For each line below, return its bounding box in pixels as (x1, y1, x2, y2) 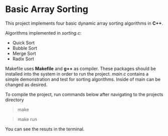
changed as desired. (5, 82, 48, 88)
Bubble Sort (12, 45, 38, 51)
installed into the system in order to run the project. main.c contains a (5, 71, 149, 77)
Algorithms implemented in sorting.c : (5, 30, 82, 36)
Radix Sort (12, 55, 34, 61)
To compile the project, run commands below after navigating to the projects (5, 91, 163, 97)
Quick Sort (12, 39, 35, 46)
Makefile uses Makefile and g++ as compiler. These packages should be (5, 65, 156, 72)
